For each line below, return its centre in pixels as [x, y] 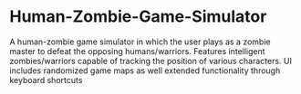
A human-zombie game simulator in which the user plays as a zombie [140, 42]
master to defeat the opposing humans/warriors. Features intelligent [138, 51]
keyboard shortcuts [46, 80]
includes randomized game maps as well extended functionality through [145, 70]
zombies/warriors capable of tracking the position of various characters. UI [150, 61]
